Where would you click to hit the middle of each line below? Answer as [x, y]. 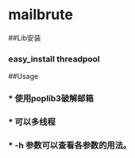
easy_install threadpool [54, 59]
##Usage [23, 77]
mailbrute [41, 15]
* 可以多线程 [32, 122]
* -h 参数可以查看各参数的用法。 [70, 145]
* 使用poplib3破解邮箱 [51, 99]
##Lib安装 [25, 38]
